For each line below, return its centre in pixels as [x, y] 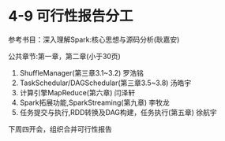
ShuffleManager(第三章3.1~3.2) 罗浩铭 [82, 72]
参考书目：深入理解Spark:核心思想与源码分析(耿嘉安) [94, 39]
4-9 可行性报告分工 [71, 16]
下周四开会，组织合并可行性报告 [60, 129]
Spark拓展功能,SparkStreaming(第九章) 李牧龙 [94, 102]
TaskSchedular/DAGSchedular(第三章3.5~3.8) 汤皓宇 [105, 83]
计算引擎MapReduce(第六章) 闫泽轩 [77, 92]
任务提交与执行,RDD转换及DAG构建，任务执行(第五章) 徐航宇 [118, 112]
